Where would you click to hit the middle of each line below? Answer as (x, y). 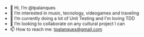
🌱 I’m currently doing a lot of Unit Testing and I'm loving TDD (72, 18)
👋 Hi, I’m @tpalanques (33, 8)
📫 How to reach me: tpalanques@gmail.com (56, 29)
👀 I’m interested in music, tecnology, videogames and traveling (74, 13)
